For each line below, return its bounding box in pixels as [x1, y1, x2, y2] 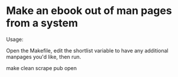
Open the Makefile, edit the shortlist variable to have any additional [6, 47, 169, 54]
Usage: [6, 36, 24, 43]
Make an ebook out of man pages [6, 4, 172, 17]
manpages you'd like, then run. [6, 53, 81, 60]
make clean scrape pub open [6, 64, 77, 71]
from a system [6, 16, 78, 30]
